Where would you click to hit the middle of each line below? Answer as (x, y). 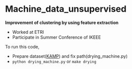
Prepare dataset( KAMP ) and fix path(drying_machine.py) (70, 56)
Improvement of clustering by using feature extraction (62, 23)
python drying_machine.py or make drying (54, 61)
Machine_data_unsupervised (66, 9)
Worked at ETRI (28, 32)
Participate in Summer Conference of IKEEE (56, 37)
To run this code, (22, 46)
